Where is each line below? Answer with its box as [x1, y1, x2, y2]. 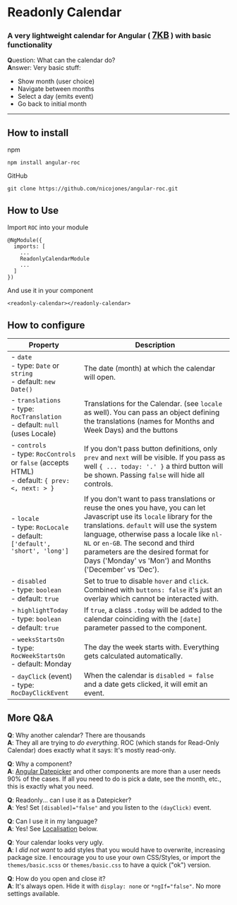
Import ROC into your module [7, 223, 89, 232]
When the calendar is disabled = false [83, 670, 214, 680]
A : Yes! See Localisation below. [7, 824, 99, 833]
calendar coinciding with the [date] [83, 613, 202, 623]
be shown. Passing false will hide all [83, 470, 205, 480]
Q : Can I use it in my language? [7, 817, 98, 825]
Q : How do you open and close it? [7, 874, 106, 882]
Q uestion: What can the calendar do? [7, 56, 116, 64]
